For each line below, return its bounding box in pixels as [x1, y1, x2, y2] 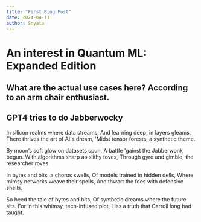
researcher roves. [6, 159, 50, 166]
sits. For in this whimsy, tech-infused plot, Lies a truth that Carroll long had [6, 202, 192, 209]
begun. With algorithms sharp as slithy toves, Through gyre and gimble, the [6, 153, 194, 160]
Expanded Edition [6, 59, 97, 72]
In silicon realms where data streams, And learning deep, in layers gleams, [6, 128, 191, 136]
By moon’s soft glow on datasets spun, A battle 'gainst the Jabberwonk [6, 147, 183, 154]
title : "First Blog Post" [6, 8, 71, 15]
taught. [6, 209, 24, 216]
